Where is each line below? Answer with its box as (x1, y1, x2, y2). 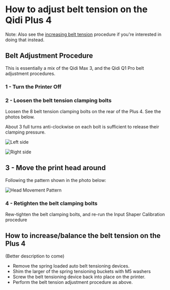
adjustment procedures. (5, 70, 55, 76)
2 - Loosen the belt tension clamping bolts (5, 97, 112, 104)
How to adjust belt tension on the (5, 4, 148, 15)
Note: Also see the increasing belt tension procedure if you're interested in (5, 31, 162, 37)
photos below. (5, 114, 35, 120)
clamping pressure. (5, 129, 46, 135)
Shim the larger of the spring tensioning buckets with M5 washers (12, 268, 151, 274)
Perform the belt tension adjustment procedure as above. (12, 279, 133, 285)
